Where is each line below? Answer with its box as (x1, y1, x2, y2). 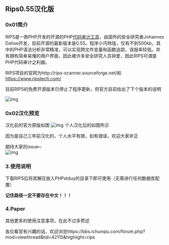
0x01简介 (5, 21, 28, 28)
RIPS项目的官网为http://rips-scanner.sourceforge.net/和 (5, 70, 121, 76)
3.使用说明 (5, 162, 31, 170)
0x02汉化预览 (5, 109, 39, 116)
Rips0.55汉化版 (5, 5, 55, 14)
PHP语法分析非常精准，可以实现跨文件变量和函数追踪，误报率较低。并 (14, 46, 161, 52)
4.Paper (5, 206, 25, 213)
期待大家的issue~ (5, 143, 41, 149)
